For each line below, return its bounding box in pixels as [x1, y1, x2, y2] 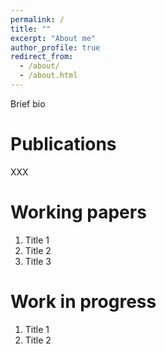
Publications [10, 133, 117, 156]
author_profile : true [10, 42, 101, 53]
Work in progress [10, 290, 157, 313]
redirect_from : [10, 52, 74, 62]
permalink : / [10, 14, 65, 25]
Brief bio [10, 97, 46, 110]
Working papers [10, 201, 147, 223]
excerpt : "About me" [10, 33, 97, 43]
